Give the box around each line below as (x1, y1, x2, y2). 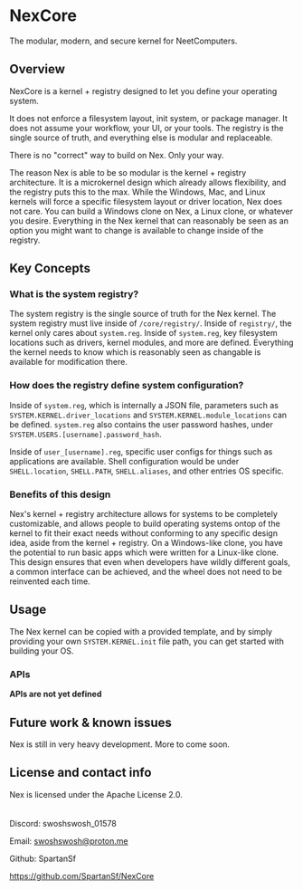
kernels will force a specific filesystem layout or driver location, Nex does (9, 196, 283, 206)
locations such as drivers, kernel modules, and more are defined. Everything (9, 337, 294, 349)
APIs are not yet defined (9, 689, 102, 700)
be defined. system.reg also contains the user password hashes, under (9, 418, 274, 430)
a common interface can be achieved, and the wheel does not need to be (9, 567, 282, 578)
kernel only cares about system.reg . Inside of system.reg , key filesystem (9, 328, 278, 339)
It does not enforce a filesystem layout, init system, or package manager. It (9, 112, 288, 123)
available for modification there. (9, 357, 128, 368)
